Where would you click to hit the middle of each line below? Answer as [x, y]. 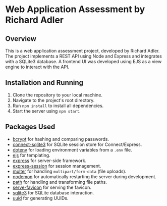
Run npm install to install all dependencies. [58, 106]
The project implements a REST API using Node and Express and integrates [84, 56]
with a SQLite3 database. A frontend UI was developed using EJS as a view [83, 61]
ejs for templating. [31, 155]
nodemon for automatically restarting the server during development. [84, 176]
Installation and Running [44, 83]
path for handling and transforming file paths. [60, 182]
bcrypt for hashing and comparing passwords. [61, 139]
